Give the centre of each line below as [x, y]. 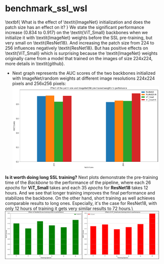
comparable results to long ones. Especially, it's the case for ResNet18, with [81, 203]
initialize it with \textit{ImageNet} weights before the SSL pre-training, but [79, 38]
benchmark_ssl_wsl [46, 9]
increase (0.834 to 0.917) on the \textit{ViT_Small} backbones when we [76, 32]
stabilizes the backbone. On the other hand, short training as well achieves [80, 198]
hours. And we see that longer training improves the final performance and [80, 193]
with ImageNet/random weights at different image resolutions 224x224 [83, 78]
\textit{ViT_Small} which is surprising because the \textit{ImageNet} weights [81, 53]
